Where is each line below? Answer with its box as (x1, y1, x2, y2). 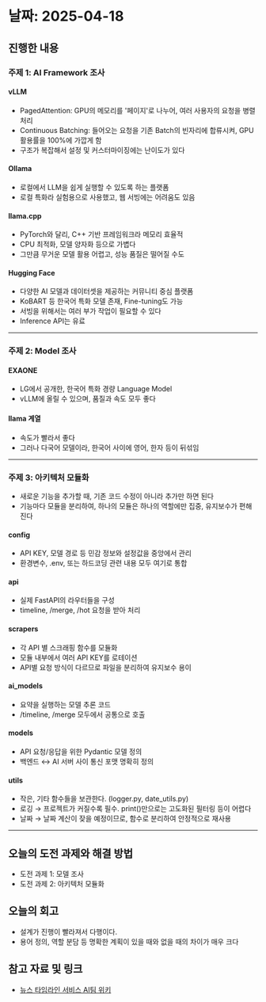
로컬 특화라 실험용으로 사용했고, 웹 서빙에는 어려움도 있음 (19, 192, 196, 202)
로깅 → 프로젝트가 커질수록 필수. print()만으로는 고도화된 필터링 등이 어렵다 (19, 804, 252, 813)
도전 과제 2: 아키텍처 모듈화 (19, 878, 104, 888)
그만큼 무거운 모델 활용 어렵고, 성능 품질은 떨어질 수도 (19, 250, 184, 259)
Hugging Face (8, 268, 55, 277)
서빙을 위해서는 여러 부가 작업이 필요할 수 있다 (19, 307, 161, 316)
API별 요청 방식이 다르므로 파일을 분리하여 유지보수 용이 (19, 662, 192, 672)
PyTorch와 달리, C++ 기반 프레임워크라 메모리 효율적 (19, 230, 184, 239)
